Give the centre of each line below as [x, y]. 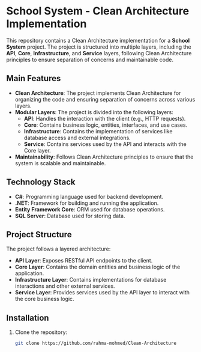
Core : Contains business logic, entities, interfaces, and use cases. [106, 125]
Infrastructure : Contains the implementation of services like [98, 131]
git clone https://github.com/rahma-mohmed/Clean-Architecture [96, 344]
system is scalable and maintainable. [60, 163]
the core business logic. [44, 299]
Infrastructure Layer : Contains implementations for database [91, 280]
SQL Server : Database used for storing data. [70, 216]
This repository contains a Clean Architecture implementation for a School [98, 40]
